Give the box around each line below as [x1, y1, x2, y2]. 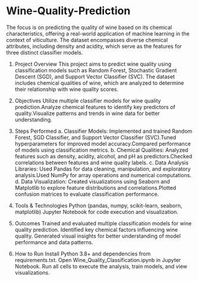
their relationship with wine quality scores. [14, 85, 119, 92]
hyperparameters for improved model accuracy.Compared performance [14, 140, 191, 147]
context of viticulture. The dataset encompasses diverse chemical [6, 36, 168, 43]
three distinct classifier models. [6, 49, 83, 56]
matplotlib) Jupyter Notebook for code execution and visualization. [14, 208, 178, 215]
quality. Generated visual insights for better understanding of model [14, 232, 181, 240]
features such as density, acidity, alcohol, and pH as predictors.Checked [14, 152, 193, 159]
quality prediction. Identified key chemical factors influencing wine [14, 226, 178, 233]
